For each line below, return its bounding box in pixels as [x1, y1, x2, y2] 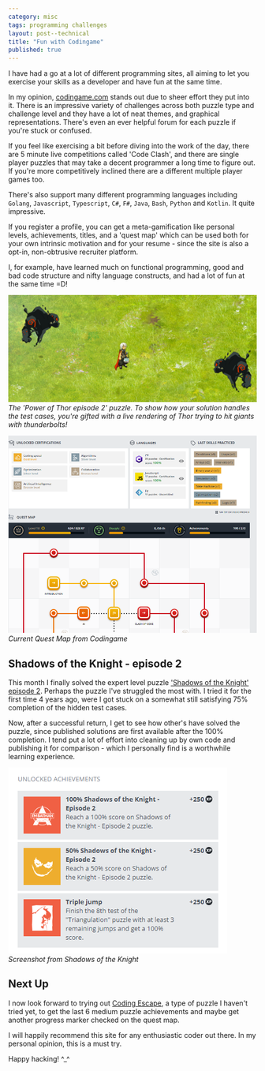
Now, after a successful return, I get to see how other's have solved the [8, 718, 241, 728]
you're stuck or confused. [8, 126, 92, 136]
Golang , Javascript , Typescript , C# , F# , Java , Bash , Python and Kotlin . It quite [8, 198, 255, 208]
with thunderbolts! [8, 419, 68, 429]
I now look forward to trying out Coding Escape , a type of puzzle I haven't [8, 998, 248, 1008]
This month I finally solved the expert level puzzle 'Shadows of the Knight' [8, 678, 249, 687]
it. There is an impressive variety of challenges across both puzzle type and [8, 101, 255, 110]
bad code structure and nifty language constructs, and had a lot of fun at [8, 271, 245, 280]
